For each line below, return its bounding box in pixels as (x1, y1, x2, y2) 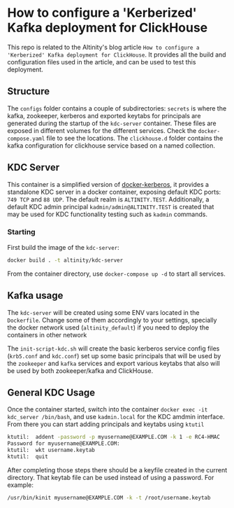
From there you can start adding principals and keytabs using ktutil (7, 420, 205, 428)
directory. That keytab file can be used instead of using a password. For (7, 473, 214, 481)
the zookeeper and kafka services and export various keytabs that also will (7, 359, 220, 367)
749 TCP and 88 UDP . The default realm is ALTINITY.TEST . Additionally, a (7, 195, 210, 204)
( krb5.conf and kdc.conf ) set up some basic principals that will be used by (7, 351, 221, 360)
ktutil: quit (7, 453, 49, 460)
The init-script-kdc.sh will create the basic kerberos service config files (7, 344, 220, 353)
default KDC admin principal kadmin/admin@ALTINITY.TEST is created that (7, 202, 214, 211)
